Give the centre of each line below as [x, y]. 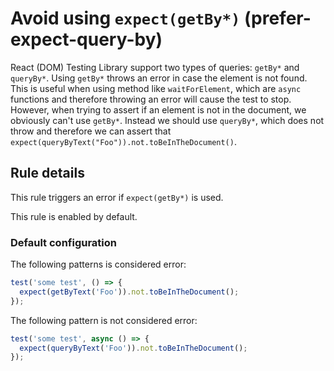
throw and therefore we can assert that [91, 131]
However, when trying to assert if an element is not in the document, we [158, 109]
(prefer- [278, 18]
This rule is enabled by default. [74, 216]
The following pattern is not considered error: [104, 320]
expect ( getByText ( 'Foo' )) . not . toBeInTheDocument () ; [129, 292]
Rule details [47, 173]
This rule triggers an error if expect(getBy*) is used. [117, 197]
